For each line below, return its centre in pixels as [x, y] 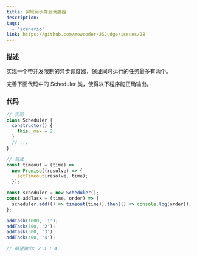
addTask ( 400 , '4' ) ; [31, 238]
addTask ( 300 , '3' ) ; [31, 232]
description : [23, 18]
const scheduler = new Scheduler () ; [53, 193]
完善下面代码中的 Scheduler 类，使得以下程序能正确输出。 [79, 84]
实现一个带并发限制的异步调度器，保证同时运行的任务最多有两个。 [89, 71]
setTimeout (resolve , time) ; [53, 176]
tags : [13, 23]
